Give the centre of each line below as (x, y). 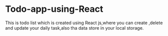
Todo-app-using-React (54, 9)
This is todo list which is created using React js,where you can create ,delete (84, 23)
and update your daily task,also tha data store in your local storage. (74, 28)
